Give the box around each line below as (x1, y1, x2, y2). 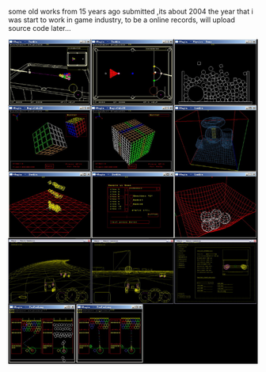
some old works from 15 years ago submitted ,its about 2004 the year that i (8, 7, 253, 16)
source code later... (8, 24, 71, 32)
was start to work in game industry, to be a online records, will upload (8, 15, 236, 25)
